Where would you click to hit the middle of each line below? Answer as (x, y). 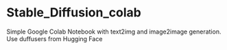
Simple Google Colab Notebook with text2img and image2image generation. (114, 32)
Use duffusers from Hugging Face (55, 38)
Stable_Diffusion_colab (74, 13)
